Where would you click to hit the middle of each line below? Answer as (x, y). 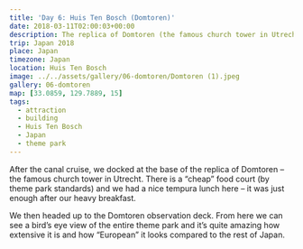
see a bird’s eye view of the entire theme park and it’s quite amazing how (145, 225)
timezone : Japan (40, 60)
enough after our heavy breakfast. (73, 198)
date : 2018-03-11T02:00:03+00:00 (72, 26)
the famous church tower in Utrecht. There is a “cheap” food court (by (140, 179)
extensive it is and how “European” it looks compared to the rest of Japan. (147, 235)
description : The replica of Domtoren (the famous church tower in (139, 34)
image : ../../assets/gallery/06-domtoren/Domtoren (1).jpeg (125, 77)
